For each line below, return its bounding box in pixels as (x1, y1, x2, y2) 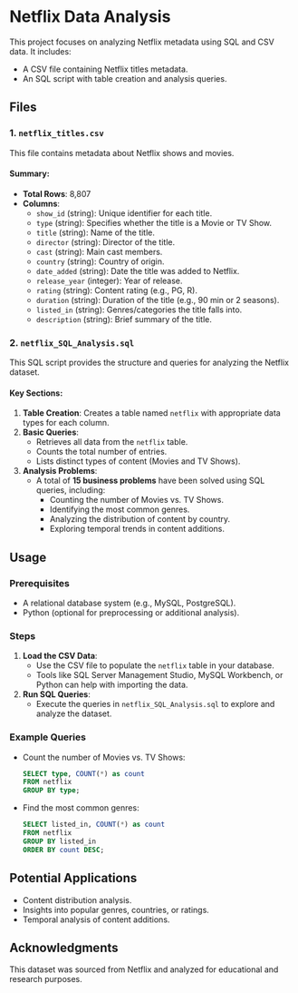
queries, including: (35, 485, 106, 496)
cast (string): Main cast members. (35, 246, 163, 257)
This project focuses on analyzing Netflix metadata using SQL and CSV (9, 36, 274, 47)
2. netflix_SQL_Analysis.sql (9, 336, 135, 349)
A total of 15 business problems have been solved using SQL (35, 475, 265, 487)
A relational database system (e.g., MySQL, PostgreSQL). (22, 597, 236, 609)
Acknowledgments (9, 939, 120, 955)
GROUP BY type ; (22, 786, 81, 795)
